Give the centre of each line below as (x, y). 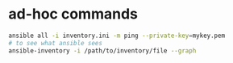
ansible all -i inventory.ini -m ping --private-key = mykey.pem (117, 36)
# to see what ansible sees (56, 43)
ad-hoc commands (73, 14)
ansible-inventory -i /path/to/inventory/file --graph (102, 50)
